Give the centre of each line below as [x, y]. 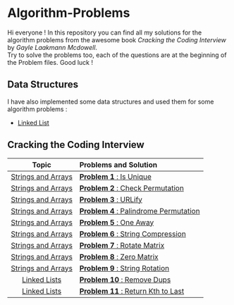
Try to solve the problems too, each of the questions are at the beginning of [117, 55]
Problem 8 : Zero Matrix [119, 256]
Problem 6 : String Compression [133, 234]
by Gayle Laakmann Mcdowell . [52, 47]
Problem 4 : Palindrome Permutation [140, 211]
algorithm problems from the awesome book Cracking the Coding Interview [117, 39]
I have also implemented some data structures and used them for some [111, 101]
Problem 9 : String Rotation [124, 268]
